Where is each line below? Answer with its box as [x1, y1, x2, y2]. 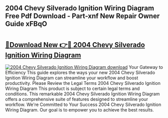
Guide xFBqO [5, 20, 48, 28]
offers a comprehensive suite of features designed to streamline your [5, 96, 148, 102]
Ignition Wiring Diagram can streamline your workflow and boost [5, 75, 138, 81]
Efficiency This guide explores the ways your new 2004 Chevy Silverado [5, 70, 155, 75]
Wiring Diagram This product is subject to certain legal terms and [5, 85, 140, 91]
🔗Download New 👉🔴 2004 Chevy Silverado [5, 40, 145, 49]
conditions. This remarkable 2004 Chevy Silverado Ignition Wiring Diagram [5, 91, 160, 97]
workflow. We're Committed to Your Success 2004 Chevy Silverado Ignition [5, 101, 161, 107]
